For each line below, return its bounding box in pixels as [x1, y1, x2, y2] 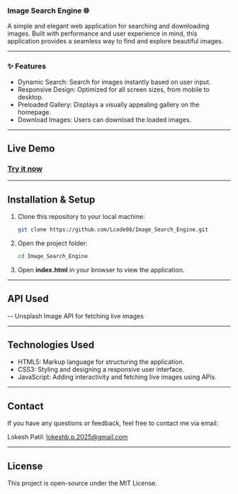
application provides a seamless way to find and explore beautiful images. [7, 37, 224, 45]
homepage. [17, 107, 52, 116]
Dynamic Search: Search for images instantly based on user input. [17, 77, 211, 86]
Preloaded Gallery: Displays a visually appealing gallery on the [17, 100, 200, 109]
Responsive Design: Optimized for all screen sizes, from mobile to [17, 85, 210, 94]
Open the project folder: [17, 239, 89, 247]
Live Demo [7, 142, 55, 154]
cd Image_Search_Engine [17, 252, 89, 259]
